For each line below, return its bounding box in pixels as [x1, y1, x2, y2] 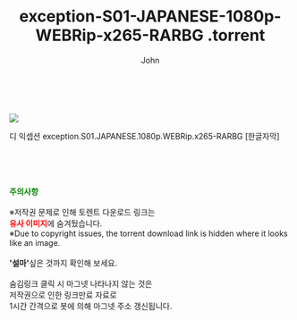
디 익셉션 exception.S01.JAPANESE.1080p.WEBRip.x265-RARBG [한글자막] [9, 131, 280, 141]
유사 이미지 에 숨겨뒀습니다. [9, 217, 103, 229]
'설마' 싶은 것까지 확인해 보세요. [9, 257, 118, 268]
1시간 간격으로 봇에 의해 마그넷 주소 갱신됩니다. [9, 300, 173, 311]
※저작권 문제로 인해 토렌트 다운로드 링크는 [9, 206, 156, 217]
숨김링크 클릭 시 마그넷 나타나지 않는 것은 [9, 278, 153, 289]
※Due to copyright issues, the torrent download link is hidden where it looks [9, 228, 288, 239]
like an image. [9, 237, 61, 248]
